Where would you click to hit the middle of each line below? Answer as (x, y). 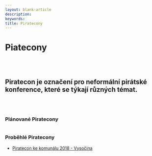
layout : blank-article (28, 10)
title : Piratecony (24, 23)
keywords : (15, 19)
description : (18, 14)
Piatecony (26, 48)
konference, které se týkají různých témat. (71, 90)
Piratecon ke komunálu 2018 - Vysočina (52, 148)
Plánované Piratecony (32, 119)
